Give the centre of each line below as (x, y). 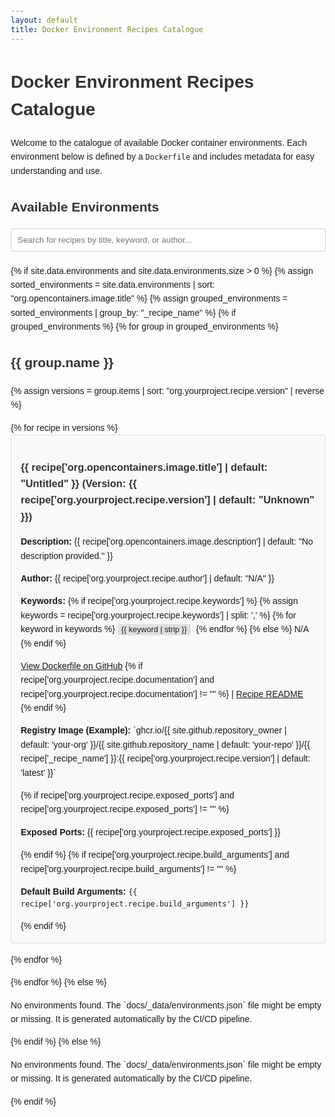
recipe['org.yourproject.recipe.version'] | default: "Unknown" (167, 500)
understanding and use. (56, 170)
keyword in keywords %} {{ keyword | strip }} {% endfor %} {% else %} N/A (164, 629)
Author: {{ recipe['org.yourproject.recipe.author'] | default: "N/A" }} (147, 578)
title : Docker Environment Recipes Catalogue (107, 29)
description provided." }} (67, 555)
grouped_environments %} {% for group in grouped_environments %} (144, 327)
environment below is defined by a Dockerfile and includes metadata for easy (162, 157)
